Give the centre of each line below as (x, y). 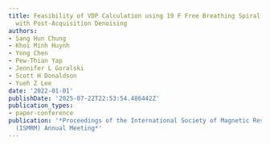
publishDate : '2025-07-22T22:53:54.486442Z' (84, 98)
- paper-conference (41, 114)
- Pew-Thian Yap (35, 61)
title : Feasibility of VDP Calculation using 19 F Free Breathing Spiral (135, 16)
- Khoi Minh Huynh (39, 46)
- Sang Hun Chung (37, 38)
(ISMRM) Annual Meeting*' (59, 128)
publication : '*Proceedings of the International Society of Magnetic (129, 121)
